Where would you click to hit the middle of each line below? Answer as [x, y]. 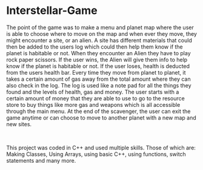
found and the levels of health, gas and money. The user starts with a [93, 92]
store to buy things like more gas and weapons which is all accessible [93, 104]
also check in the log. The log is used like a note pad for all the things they [99, 85]
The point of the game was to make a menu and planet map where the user [100, 27]
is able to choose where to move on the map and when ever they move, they [101, 33]
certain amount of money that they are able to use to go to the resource [95, 98]
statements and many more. [41, 160]
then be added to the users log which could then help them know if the [95, 47]
